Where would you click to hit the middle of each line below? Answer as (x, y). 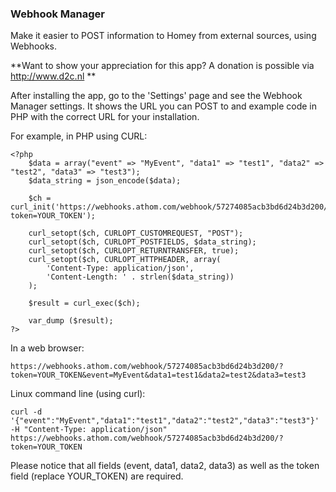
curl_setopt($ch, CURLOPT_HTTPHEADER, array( (125, 260)
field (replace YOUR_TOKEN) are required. (97, 476)
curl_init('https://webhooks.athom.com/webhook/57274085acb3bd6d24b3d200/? (171, 207)
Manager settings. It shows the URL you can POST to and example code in (163, 106)
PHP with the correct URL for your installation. (105, 117)
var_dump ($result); (71, 321)
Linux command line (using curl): (78, 394)
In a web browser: (47, 348)
